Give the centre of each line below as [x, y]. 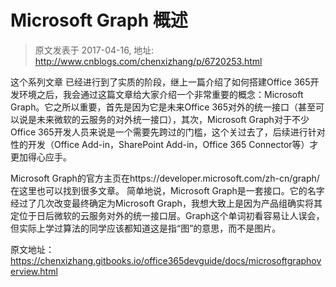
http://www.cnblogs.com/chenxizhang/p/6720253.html [148, 61]
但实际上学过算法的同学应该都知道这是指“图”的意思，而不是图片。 [146, 228]
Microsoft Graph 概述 [99, 20]
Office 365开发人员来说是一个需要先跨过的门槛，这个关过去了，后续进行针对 [168, 132]
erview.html [34, 271]
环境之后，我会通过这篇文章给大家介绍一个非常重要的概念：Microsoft [161, 94]
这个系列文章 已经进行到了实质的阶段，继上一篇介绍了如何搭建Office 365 [160, 82]
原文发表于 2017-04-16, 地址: [94, 50]
